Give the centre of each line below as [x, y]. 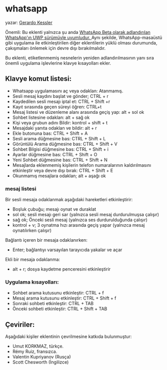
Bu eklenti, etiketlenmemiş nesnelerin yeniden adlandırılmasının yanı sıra [79, 57]
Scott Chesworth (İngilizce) [40, 362]
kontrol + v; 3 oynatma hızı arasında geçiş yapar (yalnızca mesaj [78, 225]
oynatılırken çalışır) [32, 231]
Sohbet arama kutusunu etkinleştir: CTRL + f [58, 293]
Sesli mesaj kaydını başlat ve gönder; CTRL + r [60, 96]
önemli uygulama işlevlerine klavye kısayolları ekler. [58, 63]
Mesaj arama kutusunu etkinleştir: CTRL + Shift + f [64, 298]
